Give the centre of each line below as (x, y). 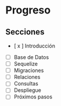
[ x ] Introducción (35, 46)
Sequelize (26, 64)
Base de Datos (31, 57)
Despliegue (27, 90)
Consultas (26, 84)
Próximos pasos (33, 97)
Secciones (25, 32)
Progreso (28, 10)
